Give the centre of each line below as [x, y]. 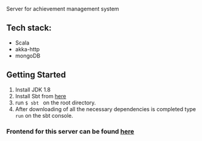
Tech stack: [29, 28]
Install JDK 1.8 [33, 89]
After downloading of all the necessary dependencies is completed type [106, 109]
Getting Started [36, 75]
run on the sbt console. [44, 115]
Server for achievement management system [63, 9]
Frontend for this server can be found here [70, 131]
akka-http [27, 49]
